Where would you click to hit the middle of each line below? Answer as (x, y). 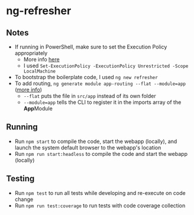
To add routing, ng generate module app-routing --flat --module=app (100, 83)
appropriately (31, 53)
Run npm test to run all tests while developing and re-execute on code (100, 193)
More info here (42, 59)
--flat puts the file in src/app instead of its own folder (90, 96)
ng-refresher (39, 11)
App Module (38, 108)
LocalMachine (40, 71)
